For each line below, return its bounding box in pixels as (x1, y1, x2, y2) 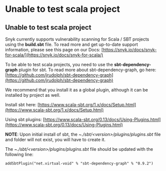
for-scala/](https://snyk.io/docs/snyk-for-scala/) (5, 52, 104, 58)
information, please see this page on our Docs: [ (5, 47, 103, 52)
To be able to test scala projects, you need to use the (5, 62, 113, 67)
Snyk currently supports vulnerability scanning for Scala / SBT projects (5, 36, 150, 42)
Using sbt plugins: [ (5, 117, 45, 122)
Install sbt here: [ (5, 102, 40, 107)
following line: (5, 152, 34, 157)
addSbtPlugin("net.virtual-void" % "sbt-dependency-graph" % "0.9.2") (5, 161, 154, 166)
